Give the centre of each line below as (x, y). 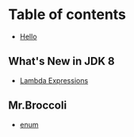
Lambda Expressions (54, 80)
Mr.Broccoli (38, 106)
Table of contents (67, 15)
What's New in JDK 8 (61, 61)
